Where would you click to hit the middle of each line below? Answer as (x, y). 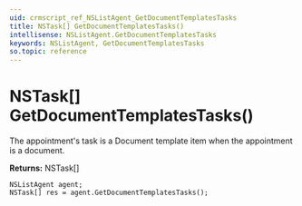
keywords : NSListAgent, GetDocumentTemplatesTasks (107, 43)
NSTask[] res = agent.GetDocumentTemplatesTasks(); (109, 193)
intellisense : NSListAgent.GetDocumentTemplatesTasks (113, 34)
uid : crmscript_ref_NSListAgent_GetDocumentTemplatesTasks (123, 18)
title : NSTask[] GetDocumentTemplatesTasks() (97, 26)
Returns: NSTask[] (44, 168)
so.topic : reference (49, 52)
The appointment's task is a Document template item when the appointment (151, 141)
